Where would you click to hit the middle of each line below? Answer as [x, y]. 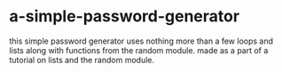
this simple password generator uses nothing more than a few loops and [141, 41]
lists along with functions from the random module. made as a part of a [139, 50]
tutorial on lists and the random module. [82, 60]
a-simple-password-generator [125, 16]
